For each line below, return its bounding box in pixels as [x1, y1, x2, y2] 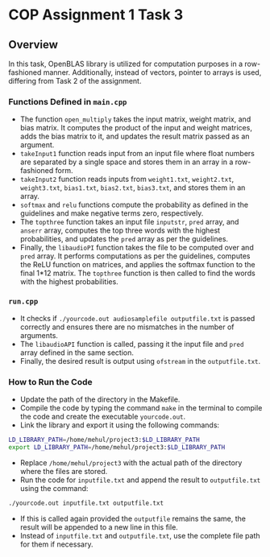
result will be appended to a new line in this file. [19, 522, 179, 532]
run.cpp [8, 297, 39, 307]
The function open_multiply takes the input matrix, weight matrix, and [19, 114, 251, 124]
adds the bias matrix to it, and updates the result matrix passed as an [19, 131, 250, 142]
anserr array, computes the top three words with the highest [19, 225, 220, 235]
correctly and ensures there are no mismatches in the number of [19, 322, 235, 332]
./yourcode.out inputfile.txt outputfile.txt [8, 499, 164, 507]
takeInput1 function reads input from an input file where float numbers [19, 149, 255, 159]
